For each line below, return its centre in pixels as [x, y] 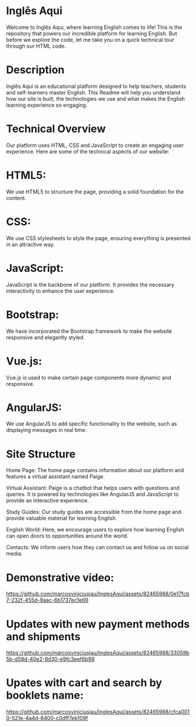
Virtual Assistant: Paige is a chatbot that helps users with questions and [93, 488]
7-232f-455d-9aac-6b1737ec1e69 [47, 600]
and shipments [43, 636]
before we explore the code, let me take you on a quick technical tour [90, 40]
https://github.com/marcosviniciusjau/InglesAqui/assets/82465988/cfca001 [98, 712]
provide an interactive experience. [48, 500]
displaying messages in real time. [46, 430]
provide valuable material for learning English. [62, 518]
